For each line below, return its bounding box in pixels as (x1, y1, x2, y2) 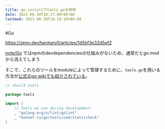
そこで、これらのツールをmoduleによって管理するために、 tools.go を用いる (5, 67, 161, 73)
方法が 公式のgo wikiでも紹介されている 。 (5, 73, 90, 79)
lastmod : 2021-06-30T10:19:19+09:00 (5, 16, 81, 21)
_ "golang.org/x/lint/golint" (14, 110, 77, 115)
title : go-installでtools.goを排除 (5, 7, 76, 12)
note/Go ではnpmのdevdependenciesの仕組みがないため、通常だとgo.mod (5, 50, 159, 56)
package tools (5, 92, 35, 97)
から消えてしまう (5, 56, 40, 62)
